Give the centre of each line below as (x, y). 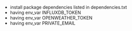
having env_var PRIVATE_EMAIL (43, 23)
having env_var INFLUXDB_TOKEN (45, 12)
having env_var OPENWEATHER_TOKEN (51, 18)
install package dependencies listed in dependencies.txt (69, 7)
